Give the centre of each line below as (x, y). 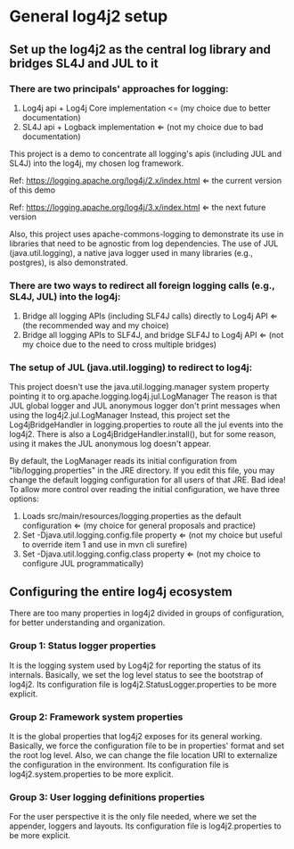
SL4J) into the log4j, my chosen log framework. (97, 163)
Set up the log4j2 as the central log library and (140, 49)
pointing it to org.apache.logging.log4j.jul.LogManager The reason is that (143, 396)
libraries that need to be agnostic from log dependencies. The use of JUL (144, 243)
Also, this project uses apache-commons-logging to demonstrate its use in (147, 234)
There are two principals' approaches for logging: (119, 88)
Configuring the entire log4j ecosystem (121, 592)
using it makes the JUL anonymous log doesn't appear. (110, 444)
